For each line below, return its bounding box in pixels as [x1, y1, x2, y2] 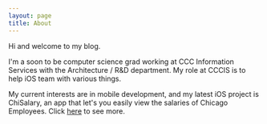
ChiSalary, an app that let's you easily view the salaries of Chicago [8, 98, 229, 107]
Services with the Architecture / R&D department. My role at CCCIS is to [8, 65, 246, 74]
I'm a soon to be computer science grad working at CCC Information [8, 57, 235, 66]
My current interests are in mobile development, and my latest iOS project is [8, 89, 259, 98]
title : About [8, 19, 52, 27]
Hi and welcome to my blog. [8, 41, 101, 50]
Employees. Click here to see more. [8, 106, 126, 116]
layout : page [8, 11, 52, 20]
